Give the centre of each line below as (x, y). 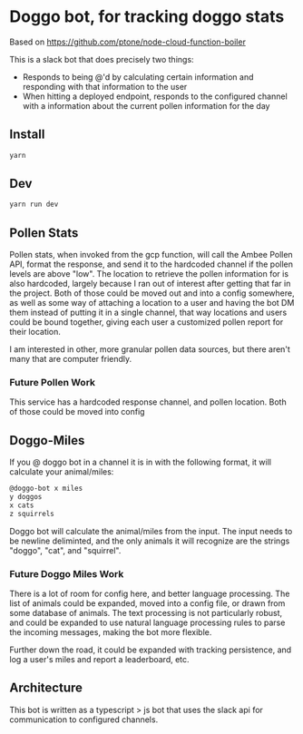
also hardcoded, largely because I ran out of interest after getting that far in (150, 284)
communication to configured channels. (84, 719)
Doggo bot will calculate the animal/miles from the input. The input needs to (151, 531)
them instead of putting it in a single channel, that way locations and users (148, 313)
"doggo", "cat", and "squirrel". (65, 550)
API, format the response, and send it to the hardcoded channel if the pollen (151, 264)
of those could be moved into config (77, 412)
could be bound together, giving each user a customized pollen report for (147, 322)
